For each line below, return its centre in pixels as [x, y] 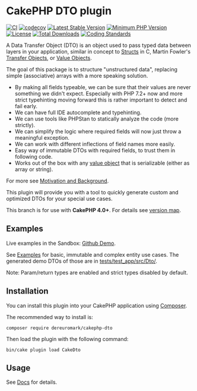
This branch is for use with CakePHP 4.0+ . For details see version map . [93, 210]
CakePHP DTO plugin [59, 11]
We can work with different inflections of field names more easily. [95, 144]
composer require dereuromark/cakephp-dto [59, 328]
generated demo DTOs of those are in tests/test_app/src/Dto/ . [82, 261]
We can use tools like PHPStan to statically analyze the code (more [97, 119]
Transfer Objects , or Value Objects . [49, 58]
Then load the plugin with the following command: [67, 339]
